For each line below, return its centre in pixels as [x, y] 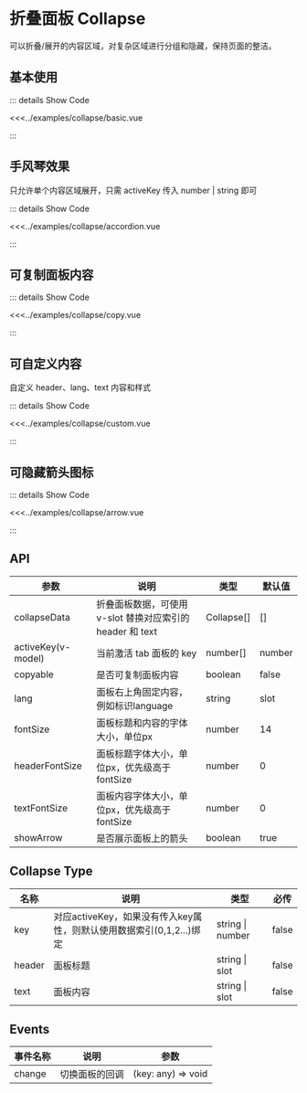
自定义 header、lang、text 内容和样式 [80, 387]
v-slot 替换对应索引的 [143, 618]
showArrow [38, 837]
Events [30, 1029]
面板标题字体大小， [138, 753]
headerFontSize [48, 766]
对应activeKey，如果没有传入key [123, 917]
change [31, 1074]
